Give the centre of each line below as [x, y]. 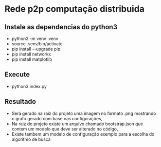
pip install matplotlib [32, 59]
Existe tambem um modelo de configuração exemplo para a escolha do [83, 134]
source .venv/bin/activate [37, 44]
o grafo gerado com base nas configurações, [57, 118]
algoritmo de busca [31, 139]
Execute [17, 75]
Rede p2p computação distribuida [74, 9]
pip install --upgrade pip [36, 49]
